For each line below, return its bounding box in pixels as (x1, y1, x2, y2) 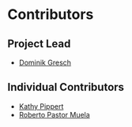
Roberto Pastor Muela (18, 110, 90, 119)
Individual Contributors (7, 80, 124, 94)
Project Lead (7, 37, 71, 50)
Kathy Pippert (18, 101, 64, 111)
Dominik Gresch (18, 58, 72, 67)
